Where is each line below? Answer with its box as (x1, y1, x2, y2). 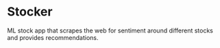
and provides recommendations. (7, 33, 99, 41)
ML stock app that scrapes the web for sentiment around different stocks (7, 26, 214, 34)
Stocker (7, 4, 53, 20)
